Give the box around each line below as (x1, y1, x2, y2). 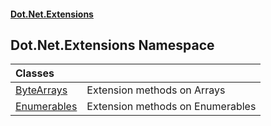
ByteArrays (15, 83, 68, 97)
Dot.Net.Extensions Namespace (10, 36, 215, 54)
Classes (15, 66, 55, 80)
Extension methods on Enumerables (86, 100, 257, 114)
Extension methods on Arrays (86, 83, 226, 97)
